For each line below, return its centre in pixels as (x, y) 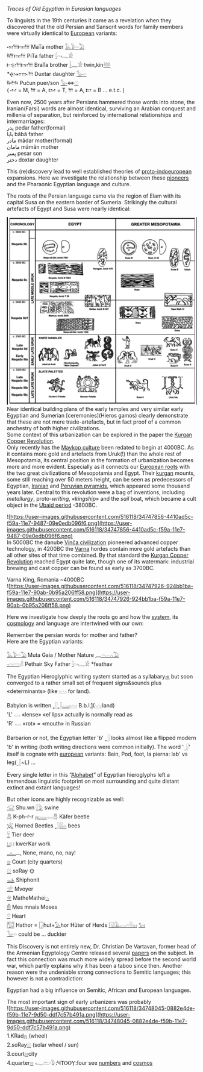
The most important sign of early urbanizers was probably (79, 1001)
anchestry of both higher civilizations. (54, 428)
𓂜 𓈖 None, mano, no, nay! (41, 853)
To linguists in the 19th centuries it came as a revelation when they (89, 20)
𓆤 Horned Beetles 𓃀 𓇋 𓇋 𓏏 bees (44, 826)
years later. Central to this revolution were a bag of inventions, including (96, 492)
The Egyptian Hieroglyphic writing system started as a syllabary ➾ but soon (100, 676)
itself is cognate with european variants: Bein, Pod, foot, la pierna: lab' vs (97, 754)
